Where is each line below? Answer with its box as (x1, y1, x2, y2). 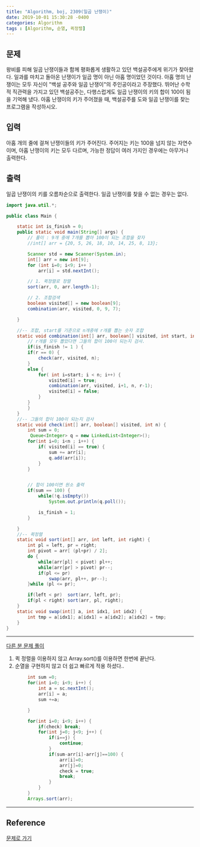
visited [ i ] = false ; (48, 388, 100, 394)
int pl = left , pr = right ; (27, 542, 97, 549)
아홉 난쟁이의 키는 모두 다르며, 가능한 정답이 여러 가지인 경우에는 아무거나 (18, 147, 189, 154)
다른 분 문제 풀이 (6, 642, 45, 650)
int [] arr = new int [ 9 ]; (27, 256, 89, 262)
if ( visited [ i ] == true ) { (37, 444, 105, 450)
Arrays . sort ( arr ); (27, 796, 73, 802)
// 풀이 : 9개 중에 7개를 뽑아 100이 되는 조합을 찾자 (27, 235, 145, 241)
